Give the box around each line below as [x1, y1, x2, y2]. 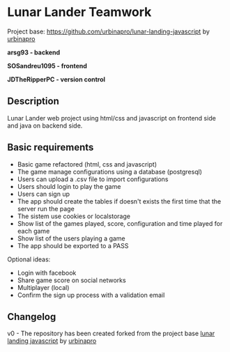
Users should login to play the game [17, 182, 121, 190]
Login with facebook [17, 268, 77, 277]
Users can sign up [17, 190, 70, 198]
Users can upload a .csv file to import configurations [17, 175, 169, 183]
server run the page [17, 204, 75, 213]
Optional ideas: [7, 255, 51, 263]
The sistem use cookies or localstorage [17, 212, 131, 220]
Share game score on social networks [17, 276, 127, 284]
